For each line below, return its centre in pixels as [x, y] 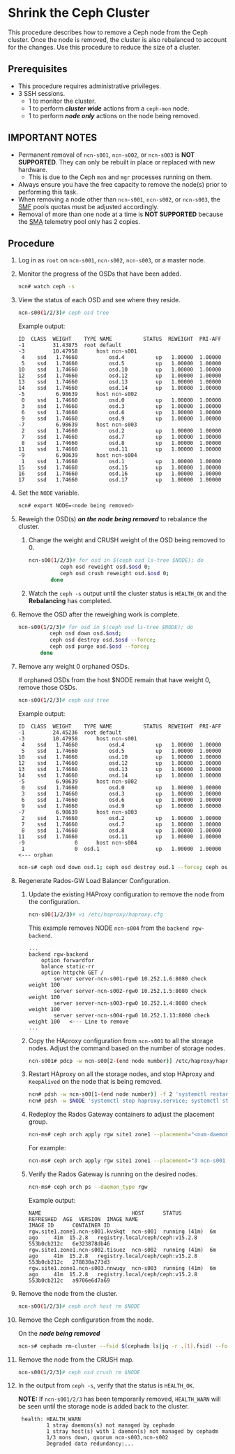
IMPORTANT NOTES [52, 138]
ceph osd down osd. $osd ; [85, 634]
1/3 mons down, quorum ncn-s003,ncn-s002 [107, 1438]
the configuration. [54, 901]
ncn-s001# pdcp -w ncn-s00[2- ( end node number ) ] [100, 1061]
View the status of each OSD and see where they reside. [99, 300]
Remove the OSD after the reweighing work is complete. [99, 614]
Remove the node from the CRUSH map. [76, 1360]
